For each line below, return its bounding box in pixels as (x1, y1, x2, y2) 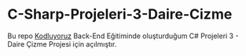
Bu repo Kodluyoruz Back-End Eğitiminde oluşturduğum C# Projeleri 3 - (7, 31, 239, 40)
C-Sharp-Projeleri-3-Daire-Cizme (7, 5, 233, 23)
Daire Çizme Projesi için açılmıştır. (7, 39, 117, 48)
